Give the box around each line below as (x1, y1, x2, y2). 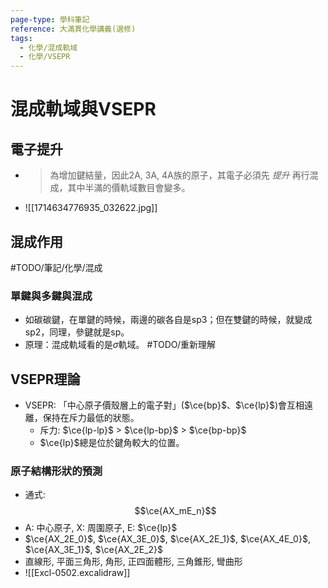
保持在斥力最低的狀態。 (42, 412, 140, 424)
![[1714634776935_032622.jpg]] (24, 202, 158, 214)
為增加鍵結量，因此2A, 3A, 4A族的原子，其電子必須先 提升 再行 (49, 169, 310, 181)
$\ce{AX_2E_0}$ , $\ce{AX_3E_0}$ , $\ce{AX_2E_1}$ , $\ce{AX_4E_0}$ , (24, 533, 311, 545)
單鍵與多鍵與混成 (10, 289, 93, 303)
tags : (10, 33, 33, 43)
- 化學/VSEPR (19, 52, 71, 62)
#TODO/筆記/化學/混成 (10, 261, 103, 273)
